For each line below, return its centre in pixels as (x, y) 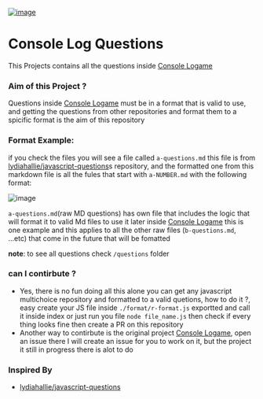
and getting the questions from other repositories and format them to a (122, 112)
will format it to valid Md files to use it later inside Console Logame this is (126, 221)
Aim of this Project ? (47, 86)
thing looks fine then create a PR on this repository (101, 324)
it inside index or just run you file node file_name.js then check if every (135, 316)
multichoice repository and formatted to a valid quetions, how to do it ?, (135, 299)
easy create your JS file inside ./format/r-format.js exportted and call (135, 308)
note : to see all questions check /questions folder (89, 253)
